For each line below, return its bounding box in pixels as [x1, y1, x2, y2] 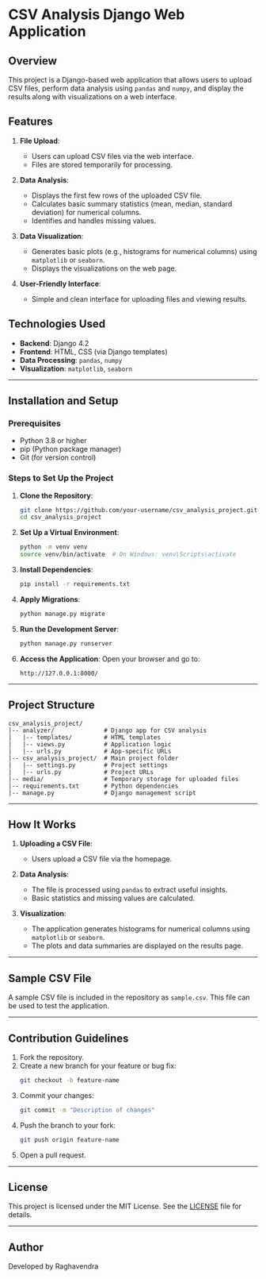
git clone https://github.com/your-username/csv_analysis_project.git [19, 506, 258, 514]
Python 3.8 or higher [19, 436, 87, 445]
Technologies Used [8, 318, 105, 331]
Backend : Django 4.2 [19, 338, 89, 348]
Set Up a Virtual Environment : [19, 528, 120, 537]
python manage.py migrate [19, 610, 105, 618]
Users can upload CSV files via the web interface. [31, 151, 194, 160]
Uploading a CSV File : [19, 839, 93, 849]
